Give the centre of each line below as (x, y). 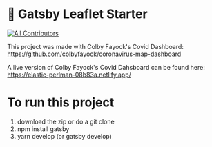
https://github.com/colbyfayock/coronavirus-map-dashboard (94, 54)
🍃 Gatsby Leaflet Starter (77, 14)
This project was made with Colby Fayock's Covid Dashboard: (96, 46)
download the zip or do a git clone (66, 121)
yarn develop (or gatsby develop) (65, 136)
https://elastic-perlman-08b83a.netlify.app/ (69, 75)
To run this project (61, 102)
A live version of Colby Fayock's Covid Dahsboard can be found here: (106, 67)
